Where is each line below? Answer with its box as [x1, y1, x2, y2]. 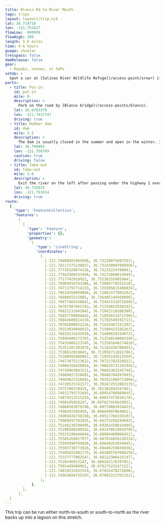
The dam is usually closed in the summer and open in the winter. [18, 139, 157, 145]
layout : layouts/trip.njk [5, 16, 58, 21]
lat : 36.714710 [5, 21, 36, 26]
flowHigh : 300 [5, 35, 34, 40]
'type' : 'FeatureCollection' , [14, 208, 76, 213]
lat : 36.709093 [14, 144, 45, 149]
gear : [5, 62, 16, 67]
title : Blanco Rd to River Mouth [5, 7, 74, 12]
